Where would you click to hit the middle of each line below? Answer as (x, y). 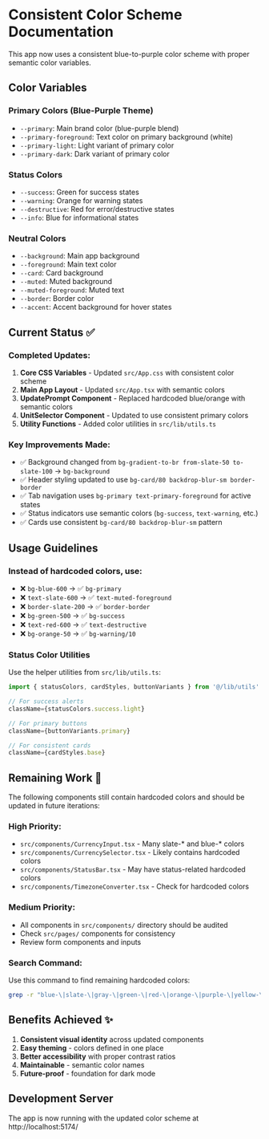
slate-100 (36, 472)
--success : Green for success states (80, 192)
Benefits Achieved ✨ (61, 1020)
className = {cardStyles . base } (57, 753)
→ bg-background (82, 471)
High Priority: (35, 827)
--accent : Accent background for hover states (96, 307)
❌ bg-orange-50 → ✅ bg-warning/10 (78, 633)
